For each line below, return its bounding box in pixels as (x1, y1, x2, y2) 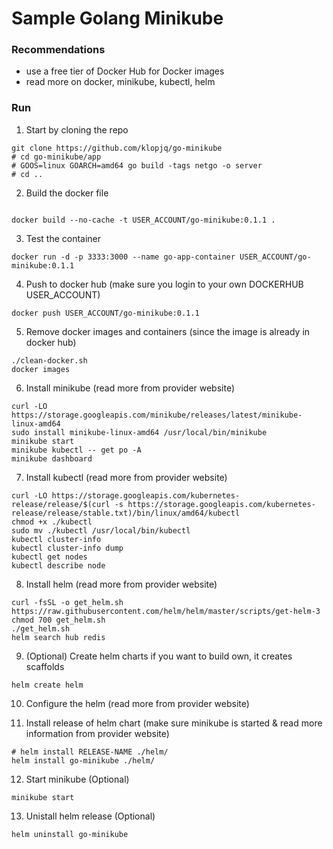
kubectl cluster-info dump (11, 543, 124, 553)
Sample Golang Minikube (11, 7, 224, 30)
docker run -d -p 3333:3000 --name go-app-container (11, 252, 236, 262)
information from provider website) (25, 727, 170, 739)
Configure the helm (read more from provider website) (25, 697, 250, 709)
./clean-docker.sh (11, 355, 88, 366)
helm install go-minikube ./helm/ (11, 755, 156, 766)
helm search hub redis (11, 632, 106, 642)
